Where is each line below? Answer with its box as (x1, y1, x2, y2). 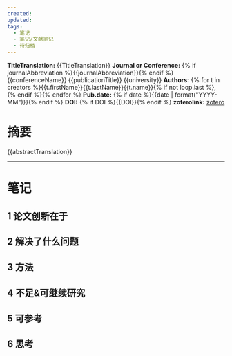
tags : (7, 23, 23, 30)
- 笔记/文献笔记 (13, 36, 54, 43)
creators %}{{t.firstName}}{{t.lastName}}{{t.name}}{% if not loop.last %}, (7, 84, 216, 91)
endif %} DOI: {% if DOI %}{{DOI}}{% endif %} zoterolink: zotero (38, 98, 225, 106)
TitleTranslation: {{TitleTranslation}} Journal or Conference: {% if (7, 62, 196, 69)
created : (7, 10, 32, 17)
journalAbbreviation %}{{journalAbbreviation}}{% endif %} (7, 68, 174, 77)
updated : (7, 17, 32, 24)
